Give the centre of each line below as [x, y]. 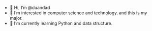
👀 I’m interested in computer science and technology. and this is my [78, 13]
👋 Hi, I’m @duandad [30, 8]
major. [16, 18]
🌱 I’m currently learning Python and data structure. [61, 23]
